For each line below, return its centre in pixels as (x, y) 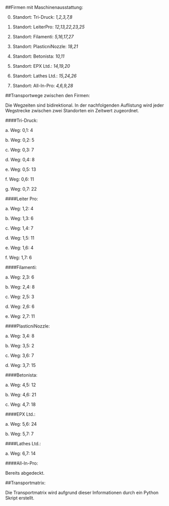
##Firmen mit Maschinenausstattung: (44, 7)
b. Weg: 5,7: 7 (19, 434)
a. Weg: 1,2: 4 (19, 209)
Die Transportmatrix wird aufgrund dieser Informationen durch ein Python (82, 493)
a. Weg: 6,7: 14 (20, 453)
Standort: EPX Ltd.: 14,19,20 (41, 66)
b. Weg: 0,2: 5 (20, 140)
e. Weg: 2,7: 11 (20, 316)
